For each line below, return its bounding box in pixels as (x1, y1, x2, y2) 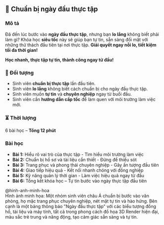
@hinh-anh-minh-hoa (5, 187, 50, 193)
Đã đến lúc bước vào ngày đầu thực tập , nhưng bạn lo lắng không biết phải (5, 31, 160, 37)
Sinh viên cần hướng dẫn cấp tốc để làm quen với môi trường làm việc (12, 96, 156, 102)
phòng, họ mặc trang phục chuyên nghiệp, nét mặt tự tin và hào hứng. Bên (5, 198, 158, 204)
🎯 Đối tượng (5, 69, 34, 76)
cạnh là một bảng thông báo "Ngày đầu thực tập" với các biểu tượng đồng (5, 203, 157, 209)
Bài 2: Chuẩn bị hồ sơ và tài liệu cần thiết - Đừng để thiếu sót (12, 156, 137, 162)
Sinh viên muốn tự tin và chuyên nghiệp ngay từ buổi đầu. (12, 91, 132, 97)
